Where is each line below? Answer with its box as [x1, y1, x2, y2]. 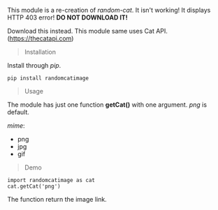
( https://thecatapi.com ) [7, 34, 74, 43]
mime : [7, 121, 26, 130]
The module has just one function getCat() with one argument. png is [7, 100, 208, 109]
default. [7, 108, 30, 116]
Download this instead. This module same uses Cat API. [7, 27, 168, 35]
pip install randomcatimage [7, 75, 89, 82]
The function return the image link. [7, 195, 107, 203]
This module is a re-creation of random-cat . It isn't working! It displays [7, 6, 211, 14]
